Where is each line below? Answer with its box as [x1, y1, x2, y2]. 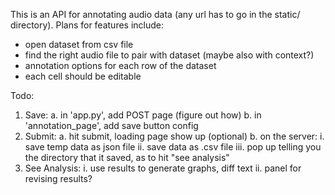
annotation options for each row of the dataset [24, 60, 217, 71]
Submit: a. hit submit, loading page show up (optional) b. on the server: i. [24, 130, 325, 142]
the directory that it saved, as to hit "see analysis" [24, 152, 230, 163]
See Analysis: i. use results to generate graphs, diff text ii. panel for [24, 162, 302, 174]
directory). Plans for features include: [10, 19, 165, 31]
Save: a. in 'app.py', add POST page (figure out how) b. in [24, 109, 262, 121]
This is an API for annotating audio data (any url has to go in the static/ [10, 9, 301, 20]
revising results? [24, 173, 93, 184]
